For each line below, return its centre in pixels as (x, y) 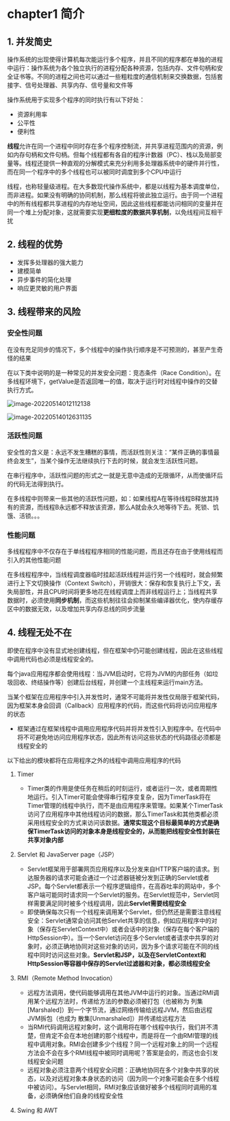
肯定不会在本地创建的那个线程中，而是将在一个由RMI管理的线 (132, 1035)
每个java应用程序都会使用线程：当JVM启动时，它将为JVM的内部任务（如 (110, 673)
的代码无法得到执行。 (37, 484)
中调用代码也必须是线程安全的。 (52, 659)
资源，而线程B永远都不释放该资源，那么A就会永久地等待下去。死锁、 (116, 507)
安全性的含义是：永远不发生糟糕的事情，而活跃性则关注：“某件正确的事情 (111, 452)
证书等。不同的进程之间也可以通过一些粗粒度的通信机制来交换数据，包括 (115, 77)
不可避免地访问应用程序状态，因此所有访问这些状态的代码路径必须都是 (122, 737)
